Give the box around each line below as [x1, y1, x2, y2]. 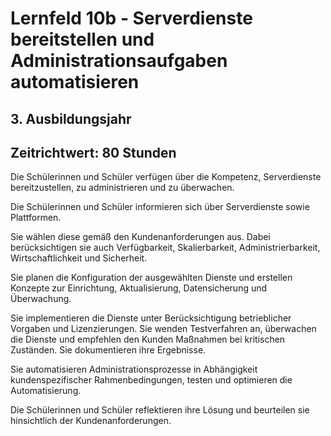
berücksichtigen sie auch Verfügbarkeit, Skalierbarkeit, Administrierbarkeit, [10, 242, 321, 254]
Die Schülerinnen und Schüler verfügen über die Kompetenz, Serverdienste [10, 171, 322, 183]
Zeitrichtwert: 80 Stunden [10, 144, 177, 161]
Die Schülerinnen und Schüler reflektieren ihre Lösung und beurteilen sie [10, 404, 310, 416]
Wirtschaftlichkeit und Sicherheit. [10, 252, 148, 264]
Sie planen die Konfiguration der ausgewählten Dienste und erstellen [10, 272, 293, 284]
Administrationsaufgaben [10, 50, 228, 72]
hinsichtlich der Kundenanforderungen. [10, 415, 172, 427]
